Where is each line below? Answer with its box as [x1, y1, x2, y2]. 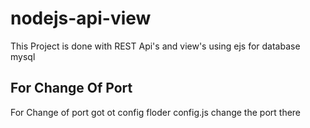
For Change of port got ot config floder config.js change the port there [10, 106, 302, 118]
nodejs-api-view [10, 7, 152, 30]
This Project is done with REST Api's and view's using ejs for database [10, 40, 301, 52]
